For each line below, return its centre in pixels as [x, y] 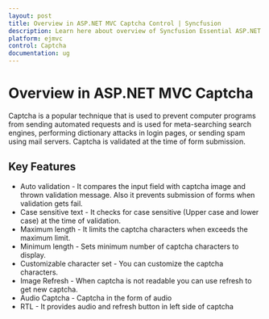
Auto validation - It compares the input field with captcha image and [132, 186]
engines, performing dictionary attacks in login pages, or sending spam [127, 132]
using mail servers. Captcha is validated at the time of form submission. [127, 141]
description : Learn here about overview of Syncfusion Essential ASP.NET [135, 31]
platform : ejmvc [35, 38]
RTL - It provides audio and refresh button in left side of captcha [126, 306]
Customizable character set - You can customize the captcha [122, 263]
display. [33, 254]
